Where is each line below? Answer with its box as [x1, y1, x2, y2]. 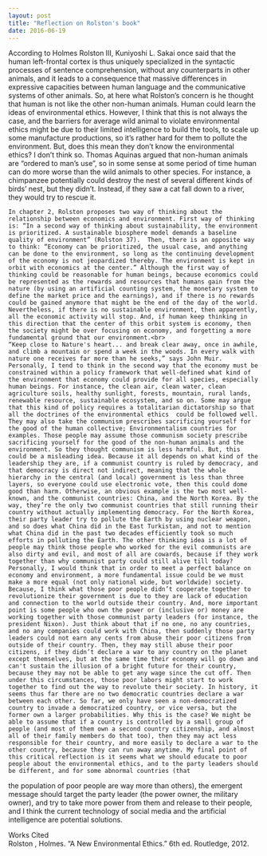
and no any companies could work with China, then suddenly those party [8, 628, 255, 636]
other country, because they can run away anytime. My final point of [8, 746, 248, 755]
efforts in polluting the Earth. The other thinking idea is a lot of [8, 537, 248, 545]
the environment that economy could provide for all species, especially [8, 376, 259, 384]
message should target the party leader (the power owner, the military [8, 790, 238, 799]
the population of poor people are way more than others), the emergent [8, 781, 243, 791]
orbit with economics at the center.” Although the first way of [8, 264, 230, 272]
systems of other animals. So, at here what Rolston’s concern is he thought [8, 91, 254, 101]
